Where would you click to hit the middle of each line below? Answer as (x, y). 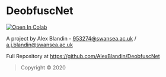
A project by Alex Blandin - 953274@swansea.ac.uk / (71, 38)
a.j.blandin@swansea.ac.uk (39, 45)
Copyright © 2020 (43, 67)
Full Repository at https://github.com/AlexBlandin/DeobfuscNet (83, 56)
